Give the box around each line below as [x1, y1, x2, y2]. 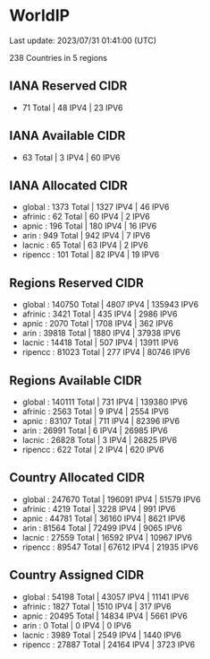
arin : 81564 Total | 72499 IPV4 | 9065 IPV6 [21, 522, 183, 533]
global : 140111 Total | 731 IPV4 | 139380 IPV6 [21, 396, 188, 407]
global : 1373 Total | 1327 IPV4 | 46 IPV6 [21, 202, 170, 212]
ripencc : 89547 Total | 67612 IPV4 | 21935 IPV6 [21, 542, 199, 552]
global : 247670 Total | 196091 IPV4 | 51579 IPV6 [21, 494, 201, 505]
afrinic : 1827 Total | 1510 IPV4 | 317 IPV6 [21, 601, 172, 611]
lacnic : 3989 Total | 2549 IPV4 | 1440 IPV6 [21, 629, 181, 640]
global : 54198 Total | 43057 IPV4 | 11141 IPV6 [21, 591, 189, 602]
